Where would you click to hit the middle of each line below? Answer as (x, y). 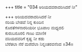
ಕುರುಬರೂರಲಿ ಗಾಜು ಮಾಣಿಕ (26, 33)
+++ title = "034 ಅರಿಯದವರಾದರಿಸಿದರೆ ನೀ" (41, 7)
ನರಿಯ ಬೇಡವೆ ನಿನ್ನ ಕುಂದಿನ (25, 22)
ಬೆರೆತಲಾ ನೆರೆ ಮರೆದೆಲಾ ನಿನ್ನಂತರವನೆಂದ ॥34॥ (39, 44)
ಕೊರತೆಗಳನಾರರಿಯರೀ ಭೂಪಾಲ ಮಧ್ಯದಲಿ (35, 28)
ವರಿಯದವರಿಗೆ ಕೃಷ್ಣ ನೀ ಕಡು (25, 39)
